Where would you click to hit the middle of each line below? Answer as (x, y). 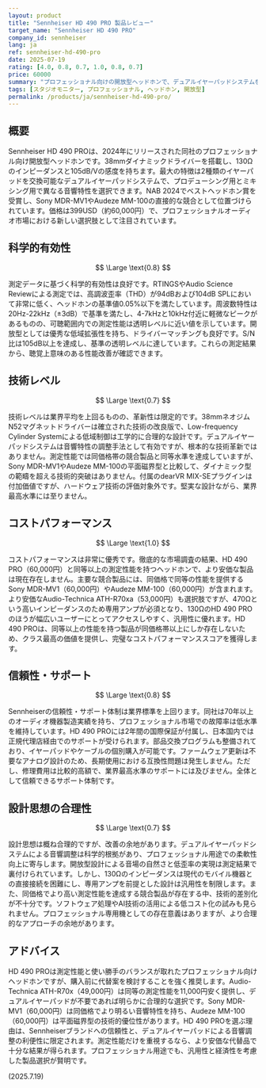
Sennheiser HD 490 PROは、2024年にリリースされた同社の (105, 151)
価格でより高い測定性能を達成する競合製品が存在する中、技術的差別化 (143, 894)
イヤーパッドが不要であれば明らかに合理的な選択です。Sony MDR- (137, 1001)
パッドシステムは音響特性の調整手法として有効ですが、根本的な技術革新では (133, 446)
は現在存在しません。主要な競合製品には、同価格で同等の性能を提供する (126, 578)
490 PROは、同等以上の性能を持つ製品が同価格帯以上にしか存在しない (123, 628)
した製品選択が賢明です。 (49, 1060)
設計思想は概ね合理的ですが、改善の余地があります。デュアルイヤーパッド (129, 844)
